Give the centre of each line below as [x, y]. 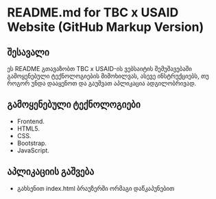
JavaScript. [33, 150]
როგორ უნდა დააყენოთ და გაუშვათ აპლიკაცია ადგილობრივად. [102, 83]
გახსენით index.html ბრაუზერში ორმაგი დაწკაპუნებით [96, 188]
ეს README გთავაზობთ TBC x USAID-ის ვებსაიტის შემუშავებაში [99, 69]
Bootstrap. [32, 143]
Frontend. [31, 121]
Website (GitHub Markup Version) [106, 27]
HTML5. [28, 129]
